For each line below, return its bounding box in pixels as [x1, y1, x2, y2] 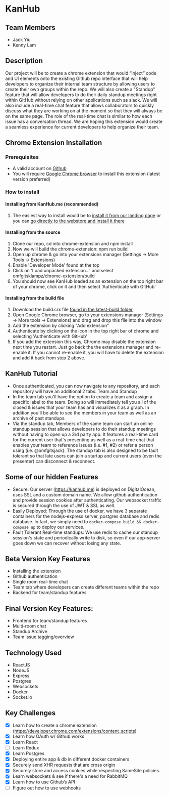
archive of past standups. [12, 415, 66, 421]
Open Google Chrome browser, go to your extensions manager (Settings [12, 312, 163, 318]
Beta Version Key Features [5, 555, 90, 563]
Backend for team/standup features [12, 590, 87, 596]
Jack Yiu [12, 36, 31, 43]
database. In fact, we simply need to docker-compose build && [12, 518, 141, 524]
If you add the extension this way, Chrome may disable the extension [12, 339, 156, 345]
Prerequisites [5, 154, 39, 161]
